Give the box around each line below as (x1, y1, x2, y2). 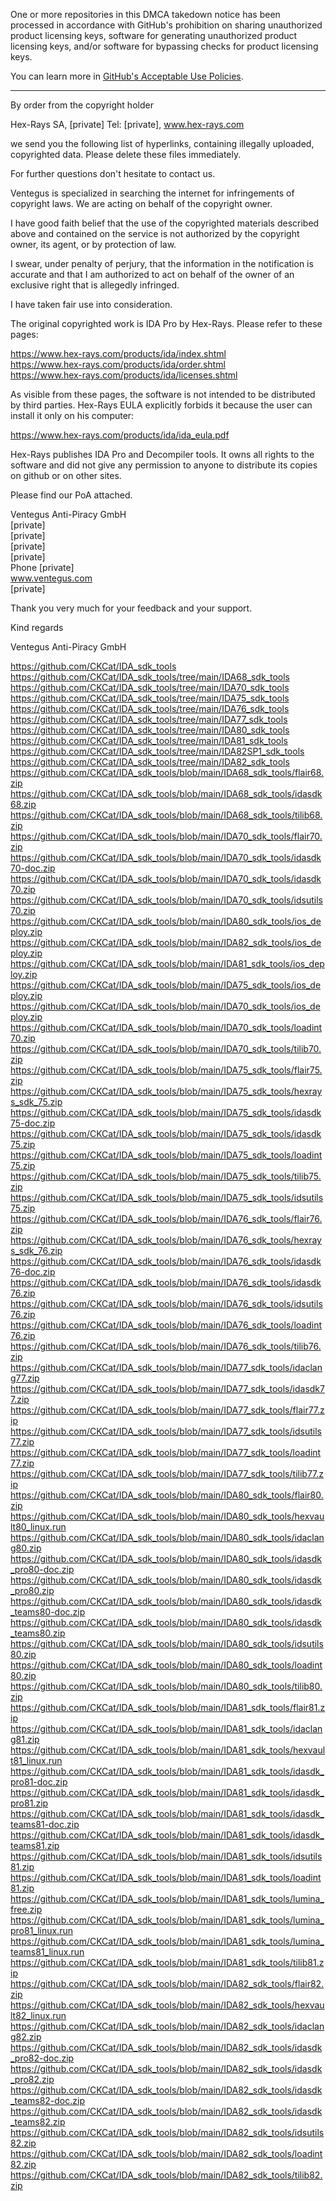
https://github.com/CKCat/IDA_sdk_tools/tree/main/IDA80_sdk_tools (10, 724, 290, 736)
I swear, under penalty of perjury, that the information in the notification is (10, 258, 314, 269)
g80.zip (10, 1542, 42, 1554)
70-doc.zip (10, 862, 56, 874)
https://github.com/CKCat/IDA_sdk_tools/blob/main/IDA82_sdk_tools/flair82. (10, 1978, 325, 1989)
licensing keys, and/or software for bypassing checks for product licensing (10, 40, 319, 52)
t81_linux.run (10, 1755, 63, 1766)
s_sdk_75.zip (10, 1096, 63, 1108)
